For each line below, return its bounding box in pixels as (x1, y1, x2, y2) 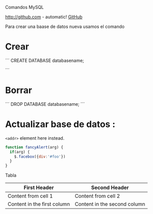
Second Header (91, 184, 129, 191)
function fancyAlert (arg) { (5, 145, 64, 150)
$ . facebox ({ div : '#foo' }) (14, 154, 66, 159)
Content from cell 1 (7, 193, 53, 200)
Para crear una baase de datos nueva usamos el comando (5, 23, 125, 29)
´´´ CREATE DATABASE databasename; (5, 57, 84, 63)
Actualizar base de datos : (5, 119, 116, 130)
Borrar (5, 85, 32, 96)
